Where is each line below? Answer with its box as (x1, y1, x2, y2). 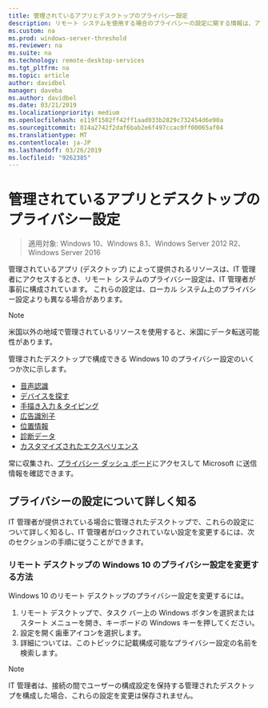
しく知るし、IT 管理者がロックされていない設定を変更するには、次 (35, 527, 254, 536)
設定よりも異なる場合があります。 (14, 295, 127, 304)
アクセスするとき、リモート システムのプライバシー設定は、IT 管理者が (22, 275, 256, 284)
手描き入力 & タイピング (19, 401, 99, 411)
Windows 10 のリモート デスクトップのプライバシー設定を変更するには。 (8, 591, 249, 600)
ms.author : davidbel (8, 94, 78, 102)
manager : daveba (8, 86, 62, 95)
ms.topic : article (8, 71, 70, 79)
